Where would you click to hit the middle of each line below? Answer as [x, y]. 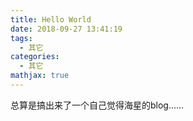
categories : [35, 57]
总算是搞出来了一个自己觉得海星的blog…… [97, 105]
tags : [21, 38]
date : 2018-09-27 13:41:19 [66, 29]
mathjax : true [40, 76]
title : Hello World [51, 19]
